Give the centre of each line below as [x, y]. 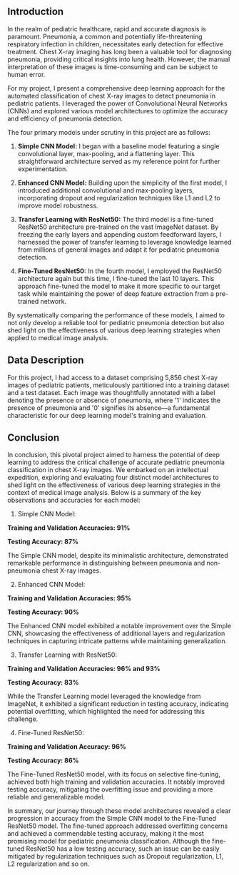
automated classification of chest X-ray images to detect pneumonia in [112, 96]
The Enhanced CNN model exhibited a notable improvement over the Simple [119, 626]
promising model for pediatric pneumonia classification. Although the [109, 841]
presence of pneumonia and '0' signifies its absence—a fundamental [109, 408]
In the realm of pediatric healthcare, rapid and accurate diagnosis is [107, 29]
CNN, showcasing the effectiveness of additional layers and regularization [116, 633]
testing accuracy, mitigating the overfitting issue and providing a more [110, 789]
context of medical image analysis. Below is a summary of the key [104, 493]
